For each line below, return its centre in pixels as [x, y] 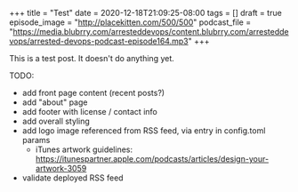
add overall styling [56, 121]
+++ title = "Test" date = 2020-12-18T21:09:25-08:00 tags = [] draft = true [145, 13]
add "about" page [55, 102]
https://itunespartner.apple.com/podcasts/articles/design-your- [152, 159]
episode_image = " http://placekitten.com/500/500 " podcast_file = [130, 22]
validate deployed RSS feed [72, 178]
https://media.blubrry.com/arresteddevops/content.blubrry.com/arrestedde [151, 32]
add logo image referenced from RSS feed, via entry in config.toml [144, 131]
